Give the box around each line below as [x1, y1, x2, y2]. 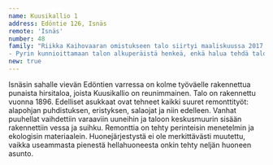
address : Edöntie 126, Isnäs [8, 20, 107, 28]
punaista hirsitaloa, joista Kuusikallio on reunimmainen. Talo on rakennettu [8, 88, 256, 98]
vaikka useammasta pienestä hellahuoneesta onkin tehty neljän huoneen [8, 140, 252, 150]
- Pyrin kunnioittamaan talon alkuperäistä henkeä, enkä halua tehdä [8, 50, 249, 58]
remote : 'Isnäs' [8, 27, 63, 35]
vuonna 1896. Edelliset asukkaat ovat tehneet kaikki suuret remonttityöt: [8, 97, 249, 106]
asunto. [8, 148, 34, 158]
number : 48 [8, 34, 45, 43]
